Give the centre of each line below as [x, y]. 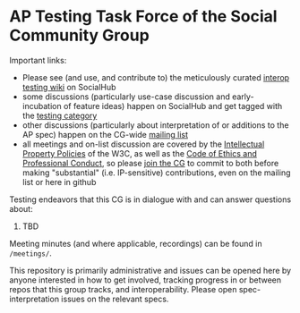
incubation [42, 106]
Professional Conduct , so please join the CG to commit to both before [150, 163]
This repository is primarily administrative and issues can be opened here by [150, 270]
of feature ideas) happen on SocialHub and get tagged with [173, 106]
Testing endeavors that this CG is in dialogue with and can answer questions [150, 199]
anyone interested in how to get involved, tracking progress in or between [146, 280]
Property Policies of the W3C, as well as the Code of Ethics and [140, 153]
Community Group [79, 35]
